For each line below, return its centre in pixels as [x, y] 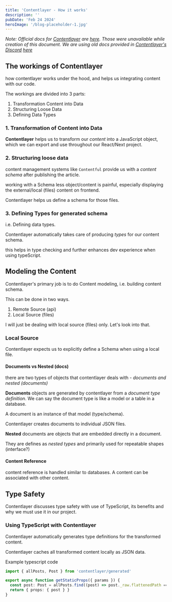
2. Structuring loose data [37, 158]
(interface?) [18, 449]
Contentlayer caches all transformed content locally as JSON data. [76, 552]
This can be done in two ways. [38, 299]
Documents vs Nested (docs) [37, 366]
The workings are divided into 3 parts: [46, 94]
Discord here [19, 50]
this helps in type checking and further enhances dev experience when [80, 250]
